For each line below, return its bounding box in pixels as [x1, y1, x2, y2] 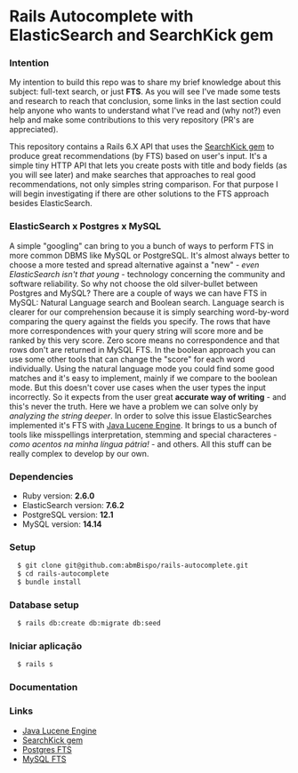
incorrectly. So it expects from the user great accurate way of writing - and [9, 391, 286, 402]
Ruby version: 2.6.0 [21, 490, 95, 501]
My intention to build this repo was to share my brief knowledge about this [9, 77, 282, 88]
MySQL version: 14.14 [21, 519, 102, 530]
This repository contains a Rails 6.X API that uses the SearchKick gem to [9, 141, 275, 152]
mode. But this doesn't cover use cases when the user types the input [9, 382, 267, 393]
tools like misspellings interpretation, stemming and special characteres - [9, 429, 278, 440]
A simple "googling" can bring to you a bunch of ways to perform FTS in [9, 240, 274, 251]
